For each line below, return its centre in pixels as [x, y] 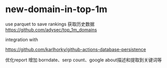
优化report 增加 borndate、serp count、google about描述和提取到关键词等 [84, 60]
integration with [22, 40]
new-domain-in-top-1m [56, 9]
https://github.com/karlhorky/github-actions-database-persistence [76, 49]
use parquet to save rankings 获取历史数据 [50, 24]
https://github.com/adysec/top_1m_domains [51, 29]
